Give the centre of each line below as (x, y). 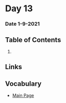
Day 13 (19, 9)
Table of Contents (33, 40)
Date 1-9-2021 (23, 24)
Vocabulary (23, 84)
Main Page (23, 96)
